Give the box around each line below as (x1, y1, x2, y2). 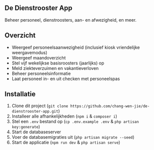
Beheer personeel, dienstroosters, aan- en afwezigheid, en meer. (4, 17, 137, 23)
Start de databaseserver (11, 129, 62, 135)
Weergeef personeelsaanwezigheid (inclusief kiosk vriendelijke (11, 44, 140, 50)
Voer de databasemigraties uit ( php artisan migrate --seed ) (11, 134, 135, 140)
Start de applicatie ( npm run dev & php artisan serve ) (11, 140, 121, 146)
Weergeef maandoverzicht (11, 55, 66, 60)
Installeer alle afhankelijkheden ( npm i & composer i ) (11, 113, 118, 120)
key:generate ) (11, 124, 40, 130)
